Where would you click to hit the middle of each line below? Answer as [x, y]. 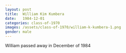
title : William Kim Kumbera [35, 14]
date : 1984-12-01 [25, 18]
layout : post [18, 9]
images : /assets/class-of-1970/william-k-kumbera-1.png [63, 27]
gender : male [18, 32]
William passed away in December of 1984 [48, 46]
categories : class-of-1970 [32, 23]
